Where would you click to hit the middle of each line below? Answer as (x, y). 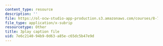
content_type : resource (29, 9)
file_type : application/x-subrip (39, 23)
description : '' (21, 14)
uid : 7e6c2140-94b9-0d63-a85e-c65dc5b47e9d (50, 36)
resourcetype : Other (26, 27)
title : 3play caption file (32, 32)
